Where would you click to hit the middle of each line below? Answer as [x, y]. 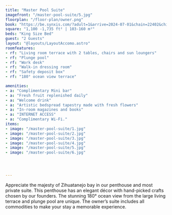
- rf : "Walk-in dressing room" [39, 67]
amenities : [17, 86]
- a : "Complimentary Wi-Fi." [36, 119]
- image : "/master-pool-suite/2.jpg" [46, 134]
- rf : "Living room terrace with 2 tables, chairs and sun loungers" [81, 53]
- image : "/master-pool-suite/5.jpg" [46, 148]
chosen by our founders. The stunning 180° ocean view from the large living [85, 196]
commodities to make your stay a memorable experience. [66, 207]
